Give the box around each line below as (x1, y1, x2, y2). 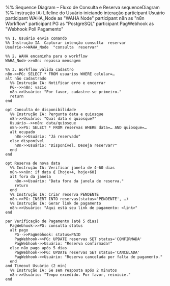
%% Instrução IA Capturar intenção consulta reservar (5, 40, 126, 45)
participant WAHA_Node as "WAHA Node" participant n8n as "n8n (5, 15, 145, 21)
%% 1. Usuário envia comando (5, 36, 67, 41)
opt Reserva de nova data (5, 161, 60, 166)
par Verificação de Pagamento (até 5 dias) (5, 219, 99, 224)
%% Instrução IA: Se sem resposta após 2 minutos (10, 268, 117, 273)
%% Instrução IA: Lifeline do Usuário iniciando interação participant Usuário (5, 10, 165, 16)
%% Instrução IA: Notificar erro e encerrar (10, 81, 106, 86)
